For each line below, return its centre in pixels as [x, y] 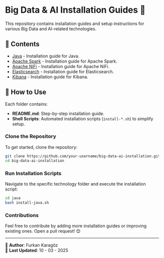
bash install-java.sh [27, 203]
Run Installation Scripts [33, 173]
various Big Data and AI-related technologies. [51, 28]
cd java [13, 198]
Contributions [22, 215]
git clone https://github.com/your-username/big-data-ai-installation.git [83, 156]
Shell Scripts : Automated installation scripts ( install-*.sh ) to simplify [83, 118]
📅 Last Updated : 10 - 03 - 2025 [37, 250]
